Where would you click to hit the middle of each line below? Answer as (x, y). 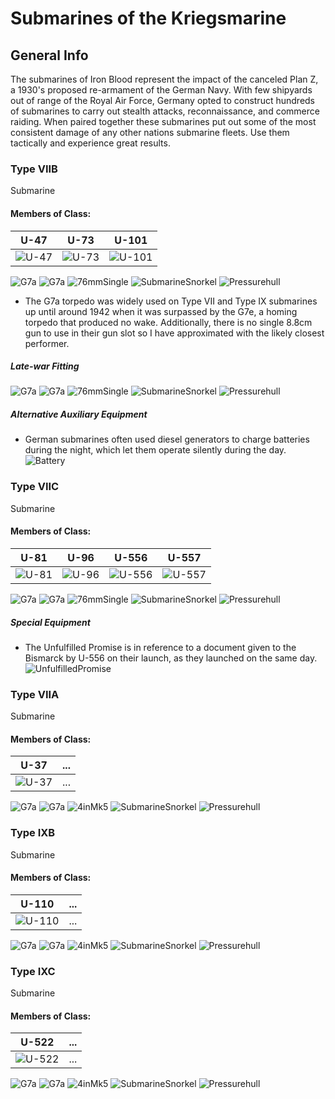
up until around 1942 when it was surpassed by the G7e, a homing (161, 311)
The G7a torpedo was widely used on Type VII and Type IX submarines (171, 301)
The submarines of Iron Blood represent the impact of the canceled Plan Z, (164, 79)
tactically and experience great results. (90, 143)
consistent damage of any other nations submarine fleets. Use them (150, 132)
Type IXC (33, 971)
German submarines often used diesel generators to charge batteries (167, 439)
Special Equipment (50, 622)
